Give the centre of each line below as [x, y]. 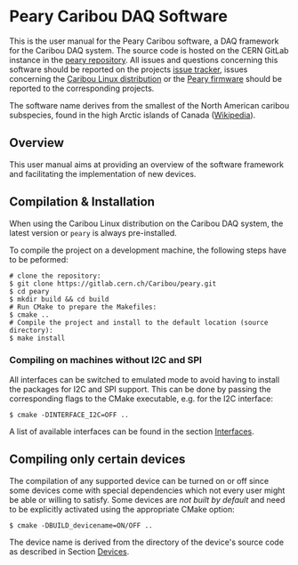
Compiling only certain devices [97, 460]
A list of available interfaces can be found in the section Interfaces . [132, 431]
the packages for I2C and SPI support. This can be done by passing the [140, 389]
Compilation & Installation [82, 202]
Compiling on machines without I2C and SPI [106, 360]
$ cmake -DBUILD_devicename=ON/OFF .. [81, 525]
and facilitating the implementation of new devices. [103, 174]
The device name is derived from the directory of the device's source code [147, 542]
